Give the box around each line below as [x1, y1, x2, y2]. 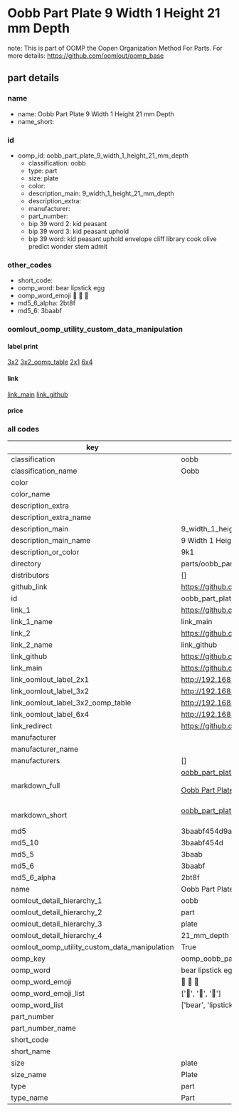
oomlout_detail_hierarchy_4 [11, 931, 102, 941]
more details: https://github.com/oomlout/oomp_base [7, 51, 164, 60]
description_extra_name [11, 512, 91, 522]
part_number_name [11, 1024, 76, 1034]
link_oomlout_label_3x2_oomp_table [11, 698, 132, 708]
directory [11, 558, 41, 568]
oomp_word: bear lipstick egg [17, 284, 105, 292]
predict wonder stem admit [28, 242, 108, 250]
